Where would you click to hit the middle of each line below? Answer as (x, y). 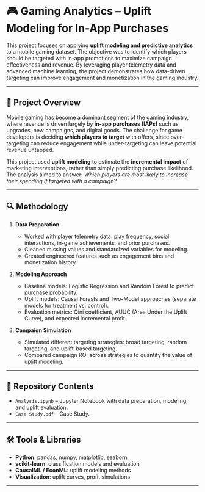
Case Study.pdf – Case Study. (52, 414)
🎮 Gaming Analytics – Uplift (79, 11)
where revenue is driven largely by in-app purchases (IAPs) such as (92, 124)
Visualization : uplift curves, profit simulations (73, 477)
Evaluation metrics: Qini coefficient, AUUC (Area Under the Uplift (106, 312)
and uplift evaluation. (41, 407)
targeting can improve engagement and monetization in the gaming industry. (103, 78)
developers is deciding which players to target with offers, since (88, 137)
